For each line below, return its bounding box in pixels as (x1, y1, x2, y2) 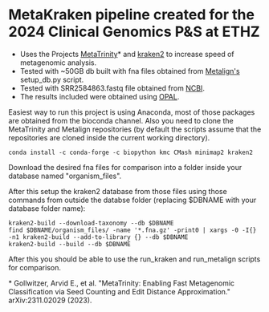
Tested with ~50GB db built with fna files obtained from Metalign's (19, 66, 240, 75)
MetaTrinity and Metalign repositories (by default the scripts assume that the (8, 124, 262, 134)
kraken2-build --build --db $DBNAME (8, 240, 131, 248)
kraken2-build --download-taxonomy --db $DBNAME (8, 219, 174, 227)
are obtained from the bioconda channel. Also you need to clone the (8, 115, 234, 125)
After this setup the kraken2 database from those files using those (8, 186, 227, 196)
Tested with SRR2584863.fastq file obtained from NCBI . (19, 83, 205, 93)
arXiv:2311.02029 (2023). (8, 295, 92, 305)
